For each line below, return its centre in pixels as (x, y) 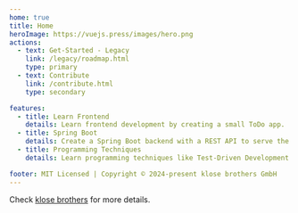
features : (28, 108)
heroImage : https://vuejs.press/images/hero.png (101, 34)
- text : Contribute (54, 76)
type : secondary (56, 92)
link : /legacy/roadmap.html (77, 59)
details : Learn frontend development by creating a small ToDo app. (155, 125)
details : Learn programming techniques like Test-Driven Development (157, 158)
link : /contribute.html (70, 84)
